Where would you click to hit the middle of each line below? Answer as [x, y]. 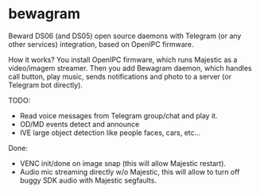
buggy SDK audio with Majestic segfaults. [88, 180]
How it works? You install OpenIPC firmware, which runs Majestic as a [123, 60]
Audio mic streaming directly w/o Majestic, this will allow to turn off [130, 172]
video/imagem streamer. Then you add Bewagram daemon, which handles [130, 68]
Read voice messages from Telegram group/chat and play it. [118, 115]
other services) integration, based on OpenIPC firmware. [101, 44]
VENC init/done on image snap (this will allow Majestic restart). [123, 163]
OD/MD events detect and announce [80, 124]
